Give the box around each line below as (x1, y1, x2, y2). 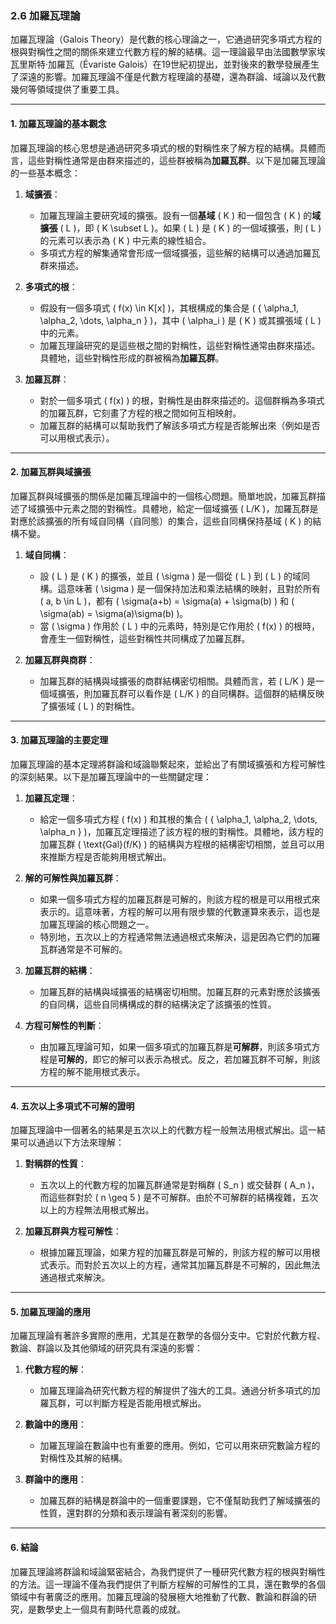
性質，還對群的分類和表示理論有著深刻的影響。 (39, 1507, 233, 1519)
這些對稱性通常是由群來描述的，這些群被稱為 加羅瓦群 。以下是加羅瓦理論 (27, 154, 326, 166)
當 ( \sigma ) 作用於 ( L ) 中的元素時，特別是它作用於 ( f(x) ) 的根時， (39, 620, 320, 632)
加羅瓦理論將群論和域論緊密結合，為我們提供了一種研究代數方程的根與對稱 (10, 1565, 317, 1577)
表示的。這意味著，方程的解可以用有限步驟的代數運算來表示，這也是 (39, 905, 321, 917)
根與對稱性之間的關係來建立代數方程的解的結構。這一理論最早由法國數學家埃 (10, 46, 326, 58)
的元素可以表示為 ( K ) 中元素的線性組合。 (39, 234, 212, 246)
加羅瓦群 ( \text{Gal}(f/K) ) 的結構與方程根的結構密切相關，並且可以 (39, 838, 317, 850)
